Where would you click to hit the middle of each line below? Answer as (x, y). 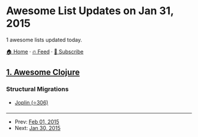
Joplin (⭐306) (31, 102)
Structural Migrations (37, 89)
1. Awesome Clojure (43, 72)
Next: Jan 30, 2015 (37, 128)
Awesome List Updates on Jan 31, (90, 11)
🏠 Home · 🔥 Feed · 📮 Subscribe (45, 51)
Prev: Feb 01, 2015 (37, 122)
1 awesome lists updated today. (44, 40)
